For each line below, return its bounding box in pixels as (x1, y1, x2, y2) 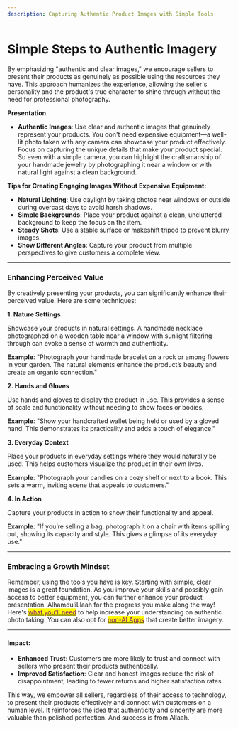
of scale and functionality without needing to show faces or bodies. (7, 403, 204, 411)
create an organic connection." (7, 368, 98, 376)
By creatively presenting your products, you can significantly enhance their (7, 289, 227, 297)
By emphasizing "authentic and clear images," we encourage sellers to (7, 65, 214, 73)
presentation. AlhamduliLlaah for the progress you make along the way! (7, 600, 216, 609)
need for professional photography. (7, 95, 111, 103)
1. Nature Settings (7, 310, 62, 319)
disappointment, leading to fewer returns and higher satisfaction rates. (17, 677, 224, 686)
